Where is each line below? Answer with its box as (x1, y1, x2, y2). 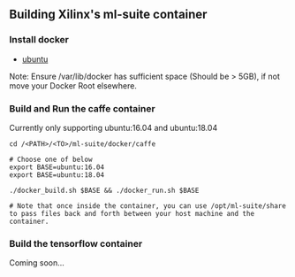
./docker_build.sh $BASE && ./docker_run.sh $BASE (9, 186, 200, 195)
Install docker (9, 34, 69, 46)
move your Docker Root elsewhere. (9, 80, 137, 91)
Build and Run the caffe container (9, 102, 156, 114)
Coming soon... (9, 258, 64, 268)
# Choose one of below (9, 155, 93, 164)
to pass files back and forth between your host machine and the (9, 209, 254, 218)
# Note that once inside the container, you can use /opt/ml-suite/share (9, 201, 287, 211)
